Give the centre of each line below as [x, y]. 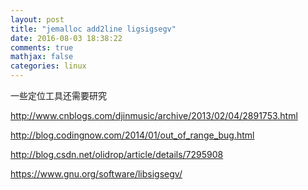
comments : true [42, 47]
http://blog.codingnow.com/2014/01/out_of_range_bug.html [132, 135]
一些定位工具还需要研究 [58, 95]
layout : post [37, 19]
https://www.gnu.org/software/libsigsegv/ [96, 174]
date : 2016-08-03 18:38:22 [66, 38]
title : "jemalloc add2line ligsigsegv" [93, 29]
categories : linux [48, 66]
